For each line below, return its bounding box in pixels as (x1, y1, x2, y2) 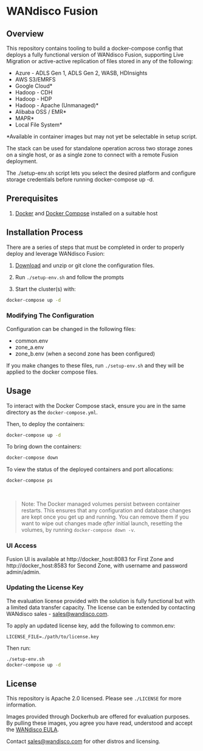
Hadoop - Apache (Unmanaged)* (15, 102, 99, 109)
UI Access (6, 542, 37, 550)
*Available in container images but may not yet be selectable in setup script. (6, 133, 198, 140)
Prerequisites (6, 194, 58, 204)
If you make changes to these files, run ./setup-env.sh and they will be (6, 362, 184, 369)
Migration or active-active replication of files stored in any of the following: (6, 58, 193, 65)
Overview (6, 29, 44, 39)
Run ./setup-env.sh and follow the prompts (15, 273, 125, 281)
